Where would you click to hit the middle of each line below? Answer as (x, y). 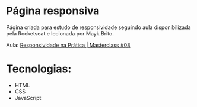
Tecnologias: (39, 69)
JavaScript (28, 98)
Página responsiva (53, 11)
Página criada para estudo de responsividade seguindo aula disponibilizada (99, 27)
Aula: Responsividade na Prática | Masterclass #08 (68, 45)
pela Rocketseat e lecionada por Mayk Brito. (60, 33)
